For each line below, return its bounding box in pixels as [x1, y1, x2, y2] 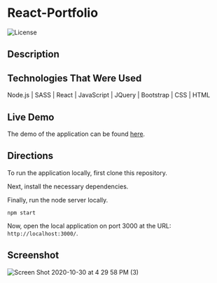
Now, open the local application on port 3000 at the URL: [7, 221, 171, 230]
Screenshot [7, 249, 59, 261]
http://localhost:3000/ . [7, 229, 78, 237]
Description [7, 48, 59, 60]
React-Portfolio [7, 5, 99, 21]
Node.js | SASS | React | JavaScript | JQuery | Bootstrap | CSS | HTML [7, 91, 211, 99]
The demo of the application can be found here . [7, 130, 146, 138]
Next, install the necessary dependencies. [7, 182, 129, 191]
